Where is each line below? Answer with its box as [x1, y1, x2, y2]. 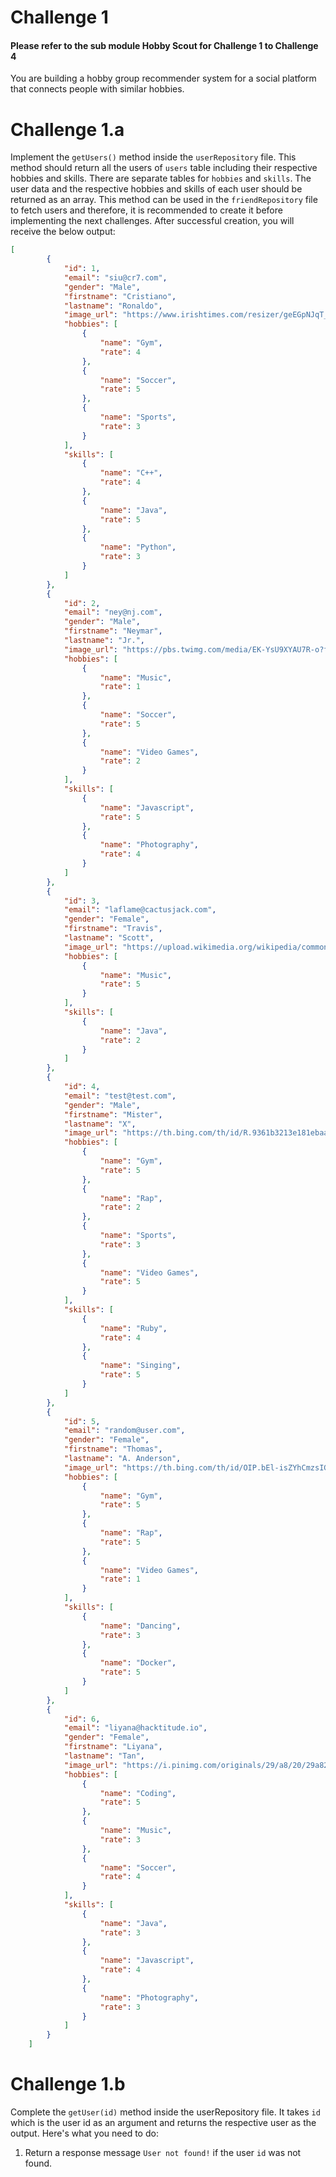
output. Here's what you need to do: [10, 2127, 159, 2140]
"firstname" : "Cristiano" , [64, 291, 177, 301]
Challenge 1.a [10, 118, 125, 141]
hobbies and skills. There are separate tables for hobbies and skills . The [10, 172, 312, 185]
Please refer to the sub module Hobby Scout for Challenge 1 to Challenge [10, 39, 319, 51]
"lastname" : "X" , [64, 1119, 137, 1129]
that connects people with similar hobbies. [10, 83, 185, 95]
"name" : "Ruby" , [99, 1323, 168, 1333]
